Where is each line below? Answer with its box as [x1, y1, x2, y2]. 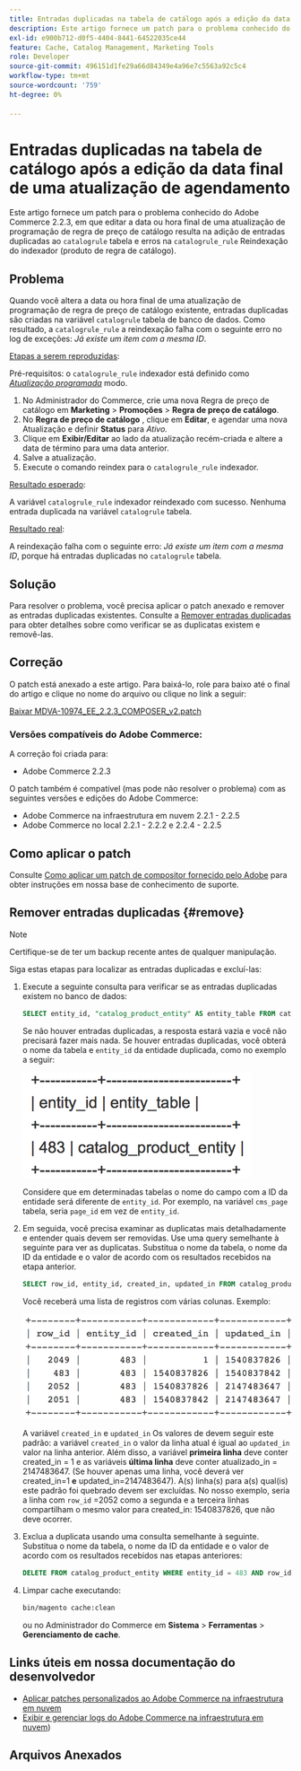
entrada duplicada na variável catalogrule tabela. [9, 506, 193, 517]
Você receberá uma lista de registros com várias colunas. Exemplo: [21, 1295, 271, 1306]
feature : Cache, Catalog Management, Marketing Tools [9, 43, 215, 52]
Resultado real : [9, 523, 65, 534]
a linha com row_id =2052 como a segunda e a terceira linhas [21, 1495, 250, 1505]
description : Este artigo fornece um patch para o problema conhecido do [9, 23, 291, 33]
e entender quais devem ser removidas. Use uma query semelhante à [21, 1232, 279, 1243]
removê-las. [9, 629, 54, 640]
